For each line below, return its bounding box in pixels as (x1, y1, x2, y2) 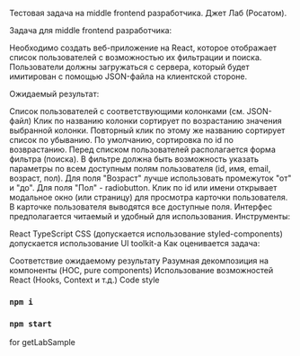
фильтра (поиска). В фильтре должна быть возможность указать (9, 154, 259, 165)
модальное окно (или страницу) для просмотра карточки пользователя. (9, 192, 288, 202)
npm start (9, 318, 52, 329)
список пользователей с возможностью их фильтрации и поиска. (9, 52, 262, 62)
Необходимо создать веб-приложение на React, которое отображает (9, 42, 277, 53)
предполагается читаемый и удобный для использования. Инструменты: (9, 211, 291, 221)
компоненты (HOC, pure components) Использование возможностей (9, 265, 274, 275)
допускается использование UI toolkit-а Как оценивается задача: (9, 238, 260, 248)
